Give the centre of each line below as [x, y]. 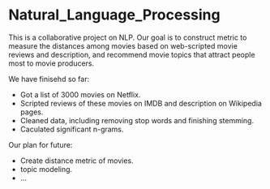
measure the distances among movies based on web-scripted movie [123, 45]
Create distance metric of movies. [77, 161]
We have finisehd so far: [49, 79]
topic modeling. [46, 169]
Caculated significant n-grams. [72, 129]
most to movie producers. [51, 63]
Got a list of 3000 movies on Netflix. [80, 94]
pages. [32, 112]
